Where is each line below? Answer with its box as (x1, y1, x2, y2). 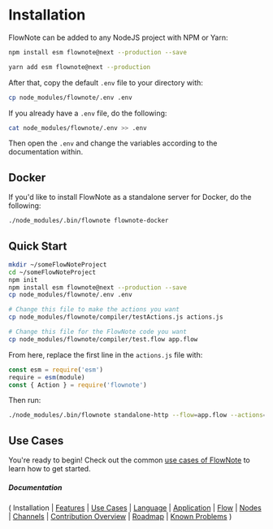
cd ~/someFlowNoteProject (8, 268, 96, 276)
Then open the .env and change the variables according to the (8, 138, 218, 148)
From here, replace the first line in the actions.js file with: (8, 349, 203, 359)
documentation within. (8, 147, 84, 157)
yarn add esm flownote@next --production (8, 63, 151, 71)
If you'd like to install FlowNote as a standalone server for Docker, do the (8, 193, 252, 202)
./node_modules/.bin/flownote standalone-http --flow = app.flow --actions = (8, 411, 267, 419)
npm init (8, 275, 38, 284)
